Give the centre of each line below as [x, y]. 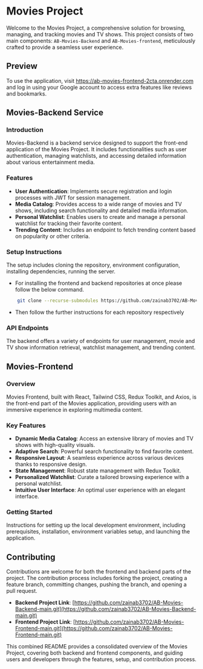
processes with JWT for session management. [73, 197]
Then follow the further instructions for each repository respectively [99, 312]
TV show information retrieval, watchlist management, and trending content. [101, 348]
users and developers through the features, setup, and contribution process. [101, 659]
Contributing [31, 557]
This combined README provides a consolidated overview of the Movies [97, 647]
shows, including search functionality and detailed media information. [101, 210]
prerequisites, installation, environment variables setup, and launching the [98, 532]
